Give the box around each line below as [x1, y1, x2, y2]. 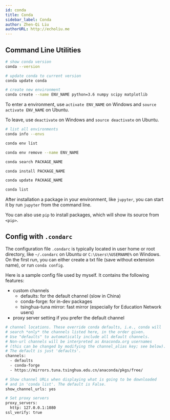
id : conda [5, 7, 27, 13]
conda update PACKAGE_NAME [5, 178, 63, 183]
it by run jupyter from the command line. [5, 202, 92, 208]
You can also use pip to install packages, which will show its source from [5, 212, 160, 218]
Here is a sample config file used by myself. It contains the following [5, 272, 150, 278]
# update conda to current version [5, 73, 81, 79]
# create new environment [5, 87, 60, 92]
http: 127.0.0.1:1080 [10, 405, 56, 411]
